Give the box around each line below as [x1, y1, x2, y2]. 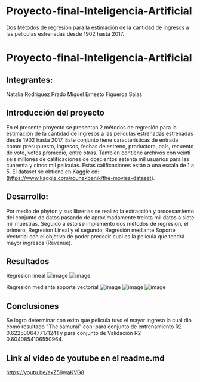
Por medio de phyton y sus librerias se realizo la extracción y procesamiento [6, 207, 195, 215]
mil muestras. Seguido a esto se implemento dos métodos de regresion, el [6, 220, 189, 227]
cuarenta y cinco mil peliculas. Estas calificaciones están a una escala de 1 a [6, 162, 195, 169]
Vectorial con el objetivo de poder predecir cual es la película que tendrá [6, 232, 185, 240]
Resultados [6, 256, 50, 266]
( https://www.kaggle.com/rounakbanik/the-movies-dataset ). [6, 174, 155, 181]
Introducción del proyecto [6, 108, 104, 118]
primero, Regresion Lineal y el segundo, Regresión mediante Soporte [6, 226, 176, 234]
